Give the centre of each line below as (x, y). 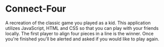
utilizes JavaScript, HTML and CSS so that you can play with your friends (82, 28)
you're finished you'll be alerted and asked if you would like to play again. (82, 39)
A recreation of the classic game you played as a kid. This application (78, 23)
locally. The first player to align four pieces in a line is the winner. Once (79, 33)
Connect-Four (36, 9)
